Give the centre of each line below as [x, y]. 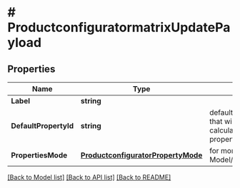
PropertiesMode [39, 155]
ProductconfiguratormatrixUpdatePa [119, 27]
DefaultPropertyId [42, 126]
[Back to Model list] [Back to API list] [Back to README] [89, 177]
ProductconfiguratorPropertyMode [142, 155]
